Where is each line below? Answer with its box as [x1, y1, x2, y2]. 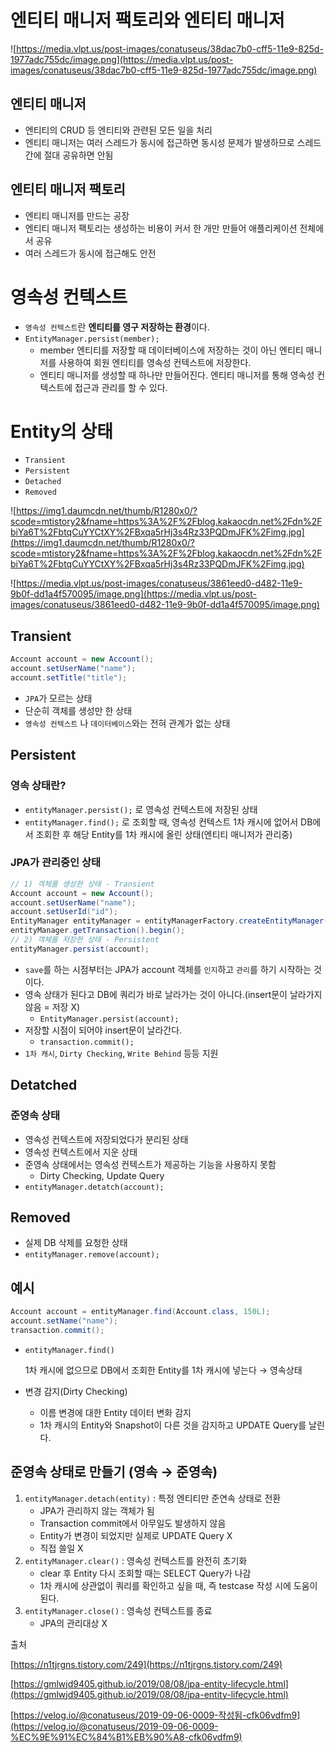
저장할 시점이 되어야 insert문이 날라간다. [24, 1024, 183, 1036]
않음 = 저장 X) [24, 1001, 81, 1013]
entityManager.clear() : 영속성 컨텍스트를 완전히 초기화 [24, 1554, 248, 1566]
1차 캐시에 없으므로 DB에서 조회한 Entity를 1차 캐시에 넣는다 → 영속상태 [24, 1364, 303, 1376]
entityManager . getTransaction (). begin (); [10, 926, 186, 936]
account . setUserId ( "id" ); [10, 907, 118, 917]
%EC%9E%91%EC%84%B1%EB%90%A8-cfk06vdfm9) [10, 1731, 243, 1743]
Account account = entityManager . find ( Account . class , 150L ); [10, 1307, 271, 1317]
